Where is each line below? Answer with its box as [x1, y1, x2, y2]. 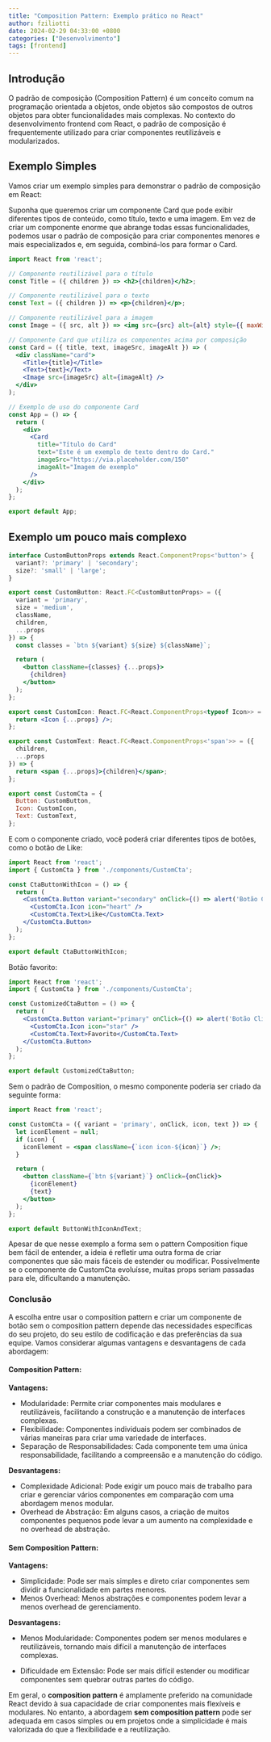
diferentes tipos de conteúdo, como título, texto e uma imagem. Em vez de [8, 213, 256, 223]
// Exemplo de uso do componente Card [8, 403, 139, 411]
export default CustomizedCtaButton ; [8, 1067, 135, 1075]
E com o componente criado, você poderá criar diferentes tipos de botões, [8, 833, 256, 844]
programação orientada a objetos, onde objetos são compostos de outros [8, 102, 253, 111]
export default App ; [8, 508, 78, 516]
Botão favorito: [8, 962, 58, 972]
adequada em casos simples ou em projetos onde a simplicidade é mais [8, 1716, 248, 1726]
